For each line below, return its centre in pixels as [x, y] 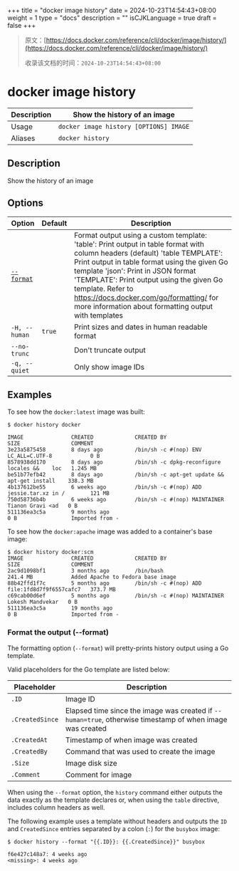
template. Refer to [103, 288]
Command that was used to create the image [140, 751]
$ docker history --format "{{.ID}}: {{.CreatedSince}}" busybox [106, 842]
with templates [98, 315]
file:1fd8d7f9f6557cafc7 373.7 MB [62, 590]
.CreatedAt [29, 740]
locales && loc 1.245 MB [52, 469]
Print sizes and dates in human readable [140, 327]
